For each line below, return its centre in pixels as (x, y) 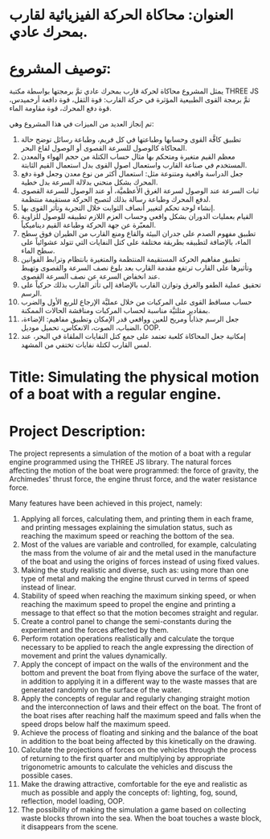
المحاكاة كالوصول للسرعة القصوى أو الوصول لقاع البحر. (104, 148)
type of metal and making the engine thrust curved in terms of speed (135, 579)
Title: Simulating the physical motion (134, 377)
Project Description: (78, 431)
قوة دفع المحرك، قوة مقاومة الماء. (60, 108)
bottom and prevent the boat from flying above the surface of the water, (140, 673)
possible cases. (47, 775)
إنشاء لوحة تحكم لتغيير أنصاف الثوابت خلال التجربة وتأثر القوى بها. (118, 208)
